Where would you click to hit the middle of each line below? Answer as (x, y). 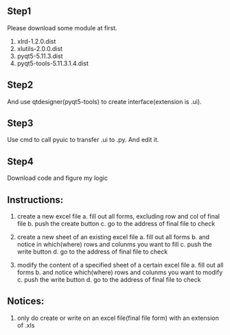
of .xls (26, 325)
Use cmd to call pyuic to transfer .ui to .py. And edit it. (83, 140)
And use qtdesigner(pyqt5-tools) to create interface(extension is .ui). (104, 101)
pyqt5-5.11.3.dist (40, 56)
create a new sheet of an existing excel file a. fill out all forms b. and (113, 237)
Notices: (26, 302)
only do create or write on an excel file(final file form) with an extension (118, 318)
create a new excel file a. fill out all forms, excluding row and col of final (118, 216)
